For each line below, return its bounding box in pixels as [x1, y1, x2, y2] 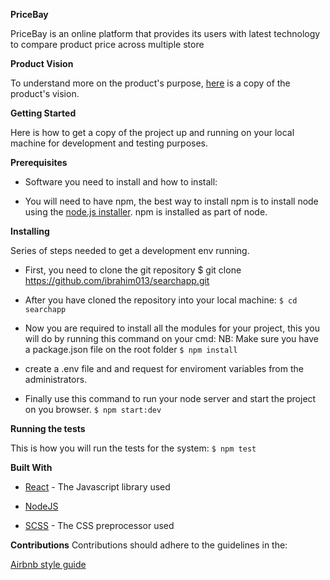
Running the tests [10, 423, 86, 434]
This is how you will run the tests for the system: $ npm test [10, 442, 257, 454]
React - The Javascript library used [24, 481, 171, 493]
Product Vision [10, 58, 74, 69]
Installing [10, 225, 50, 237]
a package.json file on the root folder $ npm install [24, 344, 238, 355]
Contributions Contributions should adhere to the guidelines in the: [10, 539, 288, 551]
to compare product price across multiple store [10, 39, 205, 50]
